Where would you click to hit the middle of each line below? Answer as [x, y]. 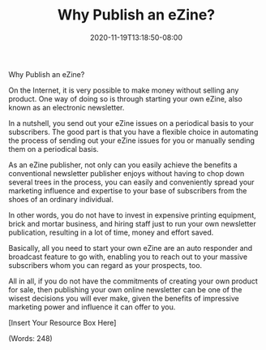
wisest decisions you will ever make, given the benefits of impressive [124, 298]
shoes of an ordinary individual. [61, 199]
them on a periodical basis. [54, 149]
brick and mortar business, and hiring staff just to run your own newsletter [133, 223]
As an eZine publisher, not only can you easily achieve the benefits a [123, 165]
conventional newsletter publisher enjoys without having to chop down [127, 173]
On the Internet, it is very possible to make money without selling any [124, 90]
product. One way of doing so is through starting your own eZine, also [126, 98]
